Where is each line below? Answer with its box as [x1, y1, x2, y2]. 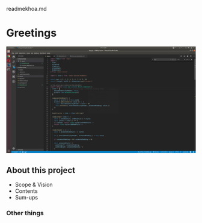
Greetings [6, 27, 57, 40]
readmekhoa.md [6, 5, 47, 12]
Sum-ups [14, 194, 38, 201]
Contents [14, 187, 38, 195]
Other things [6, 209, 44, 218]
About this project [6, 165, 76, 175]
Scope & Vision [14, 181, 53, 189]
